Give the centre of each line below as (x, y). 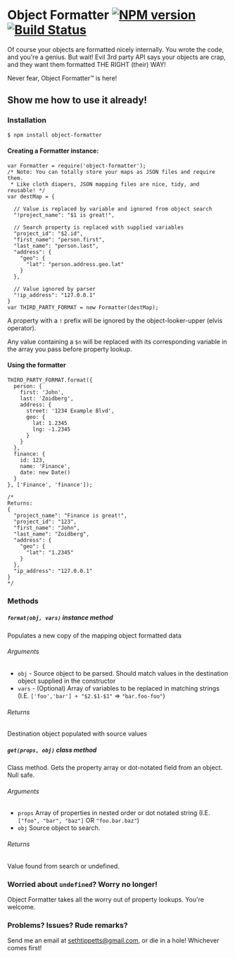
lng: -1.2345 (52, 429)
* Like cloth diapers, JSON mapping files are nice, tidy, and (105, 184)
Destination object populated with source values (77, 734)
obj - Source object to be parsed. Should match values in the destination (123, 673)
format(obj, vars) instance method (61, 618)
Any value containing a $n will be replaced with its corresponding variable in (117, 341)
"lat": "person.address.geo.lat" (75, 264)
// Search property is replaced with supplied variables (99, 227)
